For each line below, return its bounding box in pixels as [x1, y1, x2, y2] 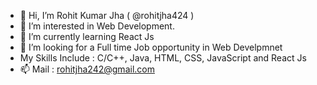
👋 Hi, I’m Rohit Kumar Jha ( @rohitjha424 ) [19, 10, 195, 21]
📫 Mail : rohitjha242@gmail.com [19, 63, 155, 75]
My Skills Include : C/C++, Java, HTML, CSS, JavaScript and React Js [19, 52, 307, 64]
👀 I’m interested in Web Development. [19, 20, 175, 32]
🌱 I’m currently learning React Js [19, 31, 155, 42]
